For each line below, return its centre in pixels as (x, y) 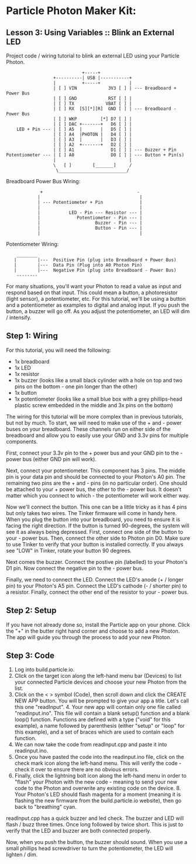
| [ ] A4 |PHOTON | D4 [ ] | (92, 135)
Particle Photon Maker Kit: (71, 11)
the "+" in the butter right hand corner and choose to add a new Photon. (93, 631)
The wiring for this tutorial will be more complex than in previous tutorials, (95, 416)
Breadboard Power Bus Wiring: (43, 181)
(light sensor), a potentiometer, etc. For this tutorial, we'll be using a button (96, 299)
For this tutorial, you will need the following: (59, 350)
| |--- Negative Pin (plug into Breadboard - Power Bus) (95, 270)
